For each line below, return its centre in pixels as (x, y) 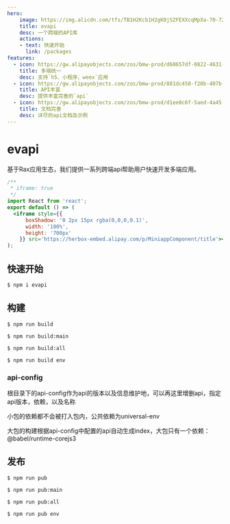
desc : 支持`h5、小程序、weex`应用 (64, 77)
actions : (32, 39)
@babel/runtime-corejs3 (42, 438)
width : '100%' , (47, 227)
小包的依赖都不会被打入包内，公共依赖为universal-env (84, 416)
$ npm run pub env (33, 514)
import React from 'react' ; (47, 201)
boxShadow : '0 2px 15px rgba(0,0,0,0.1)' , (87, 220)
